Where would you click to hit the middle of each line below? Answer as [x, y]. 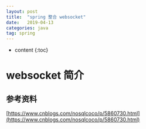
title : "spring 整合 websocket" [46, 17]
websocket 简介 [45, 75]
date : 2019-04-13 [30, 22]
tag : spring [21, 33]
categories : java [27, 28]
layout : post [22, 11]
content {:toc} [31, 50]
